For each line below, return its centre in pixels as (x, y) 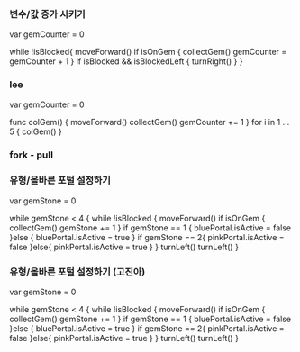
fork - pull (32, 155)
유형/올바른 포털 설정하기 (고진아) (77, 272)
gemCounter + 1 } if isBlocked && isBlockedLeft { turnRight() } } (126, 61)
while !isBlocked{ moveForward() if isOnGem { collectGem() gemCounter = (148, 52)
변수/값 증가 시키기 (47, 14)
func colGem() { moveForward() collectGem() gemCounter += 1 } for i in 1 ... (150, 122)
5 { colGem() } (36, 131)
